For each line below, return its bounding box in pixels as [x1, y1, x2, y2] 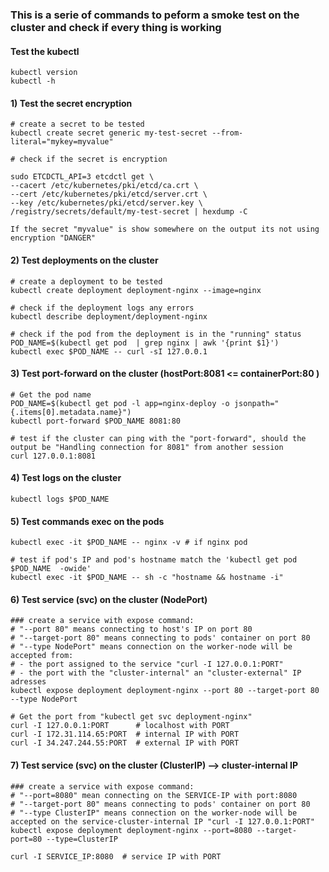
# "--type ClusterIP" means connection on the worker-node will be [10, 808, 298, 818]
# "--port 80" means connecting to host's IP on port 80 [10, 624, 253, 635]
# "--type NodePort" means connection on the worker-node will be [10, 642, 293, 652]
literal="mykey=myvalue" [10, 137, 114, 147]
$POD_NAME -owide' [10, 564, 92, 574]
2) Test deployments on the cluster [10, 254, 159, 266]
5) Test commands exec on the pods [10, 515, 165, 527]
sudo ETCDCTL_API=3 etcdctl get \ [10, 172, 155, 182]
